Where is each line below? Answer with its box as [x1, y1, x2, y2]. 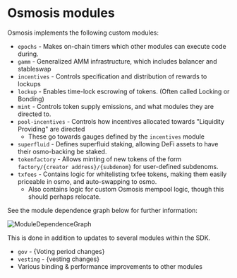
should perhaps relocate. [28, 192, 101, 201]
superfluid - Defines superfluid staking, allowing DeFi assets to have [17, 139, 219, 148]
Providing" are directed [17, 124, 85, 133]
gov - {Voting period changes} [17, 247, 105, 255]
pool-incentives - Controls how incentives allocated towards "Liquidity [17, 117, 224, 125]
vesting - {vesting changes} [17, 255, 100, 263]
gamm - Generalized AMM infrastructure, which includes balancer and [17, 57, 217, 65]
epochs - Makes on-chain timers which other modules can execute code [17, 42, 227, 50]
